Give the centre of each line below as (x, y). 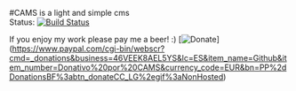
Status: (22, 22)
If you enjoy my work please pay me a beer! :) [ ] (115, 39)
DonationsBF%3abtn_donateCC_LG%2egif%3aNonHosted (116, 77)
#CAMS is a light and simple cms (70, 13)
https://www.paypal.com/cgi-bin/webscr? (88, 49)
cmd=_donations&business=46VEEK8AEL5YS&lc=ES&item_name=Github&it (148, 58)
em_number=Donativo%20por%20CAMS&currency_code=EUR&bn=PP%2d (148, 67)
